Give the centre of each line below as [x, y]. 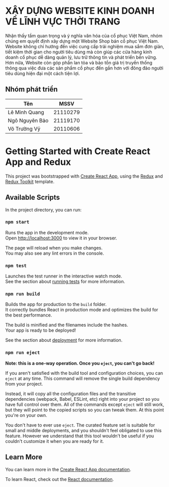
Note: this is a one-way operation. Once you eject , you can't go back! [80, 363]
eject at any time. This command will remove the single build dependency [83, 378]
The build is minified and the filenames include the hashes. [67, 325]
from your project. [24, 384]
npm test [16, 266]
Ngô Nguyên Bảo [28, 120]
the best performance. [29, 315]
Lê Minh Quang [26, 112]
